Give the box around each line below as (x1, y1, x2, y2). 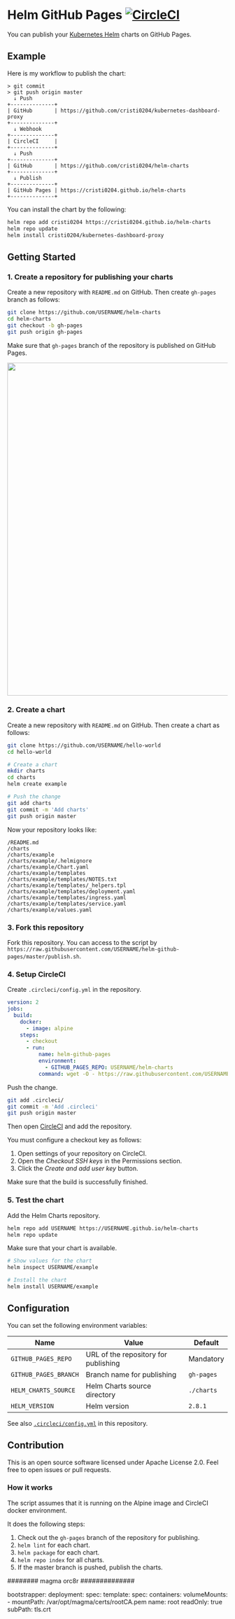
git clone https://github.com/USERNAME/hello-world (7, 742, 161, 749)
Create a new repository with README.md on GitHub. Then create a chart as (7, 721, 220, 729)
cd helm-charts (7, 315, 52, 322)
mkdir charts (7, 767, 45, 775)
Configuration (7, 1303, 70, 1315)
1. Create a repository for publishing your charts (7, 272, 173, 281)
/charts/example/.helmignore (7, 857, 92, 864)
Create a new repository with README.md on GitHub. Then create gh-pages (7, 288, 217, 297)
